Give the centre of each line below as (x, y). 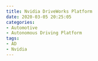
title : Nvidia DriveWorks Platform (49, 11)
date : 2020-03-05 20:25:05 (39, 17)
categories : (20, 22)
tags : (13, 38)
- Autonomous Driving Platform (44, 33)
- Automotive (22, 28)
